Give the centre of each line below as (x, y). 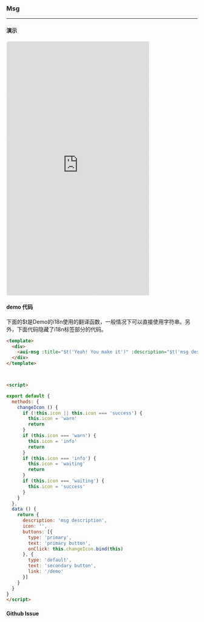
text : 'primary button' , (59, 543)
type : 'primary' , (50, 537)
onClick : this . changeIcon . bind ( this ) (76, 549)
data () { (24, 509)
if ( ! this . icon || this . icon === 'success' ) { (82, 413)
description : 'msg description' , (65, 521)
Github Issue (23, 613)
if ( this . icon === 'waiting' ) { (63, 481)
